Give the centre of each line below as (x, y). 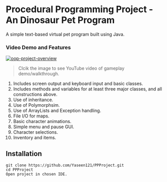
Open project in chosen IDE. (37, 174)
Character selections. (36, 132)
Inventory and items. (35, 138)
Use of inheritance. (33, 100)
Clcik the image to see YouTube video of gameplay (71, 68)
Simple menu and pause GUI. (44, 127)
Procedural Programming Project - (79, 9)
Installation (24, 154)
